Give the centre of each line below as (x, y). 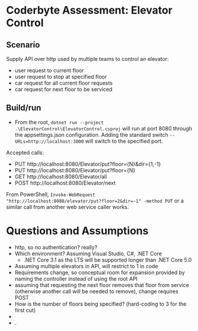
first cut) (25, 310)
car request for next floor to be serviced (64, 89)
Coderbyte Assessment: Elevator (89, 10)
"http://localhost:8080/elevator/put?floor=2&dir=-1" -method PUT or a (95, 200)
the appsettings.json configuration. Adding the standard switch (91, 134)
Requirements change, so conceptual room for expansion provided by (100, 272)
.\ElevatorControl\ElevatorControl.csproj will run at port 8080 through (103, 128)
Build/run (24, 108)
